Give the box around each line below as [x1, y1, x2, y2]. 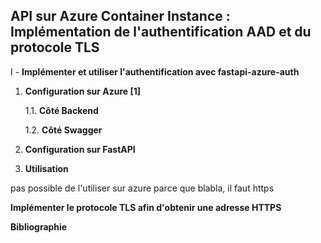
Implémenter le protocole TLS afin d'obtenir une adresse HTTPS [10, 201, 282, 213]
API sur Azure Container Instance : [10, 8, 231, 25]
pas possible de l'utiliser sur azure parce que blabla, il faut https [10, 182, 275, 194]
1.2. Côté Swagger [24, 124, 103, 136]
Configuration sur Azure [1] [24, 85, 142, 97]
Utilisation [24, 162, 69, 174]
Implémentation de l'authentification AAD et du [10, 24, 312, 41]
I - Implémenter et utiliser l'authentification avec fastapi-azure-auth [10, 65, 300, 78]
